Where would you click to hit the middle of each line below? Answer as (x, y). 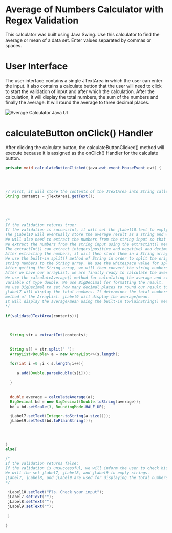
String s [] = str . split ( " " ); (42, 350)
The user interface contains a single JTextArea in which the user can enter (84, 80)
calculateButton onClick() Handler (79, 133)
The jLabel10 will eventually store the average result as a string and (84, 235)
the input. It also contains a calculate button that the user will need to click (84, 86)
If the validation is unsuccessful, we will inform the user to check (82, 468)
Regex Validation (42, 20)
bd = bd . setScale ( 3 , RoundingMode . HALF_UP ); (58, 407)
